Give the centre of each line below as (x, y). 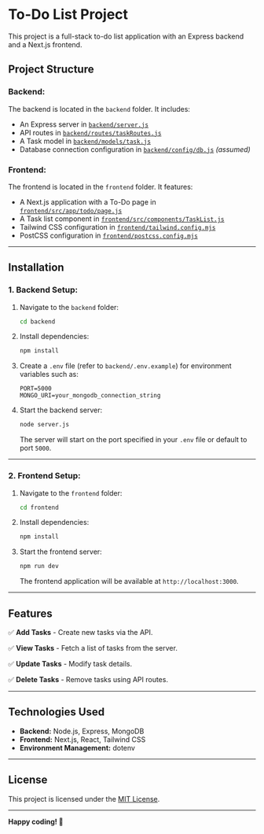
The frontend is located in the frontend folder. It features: (101, 186)
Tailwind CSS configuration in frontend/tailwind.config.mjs (117, 227)
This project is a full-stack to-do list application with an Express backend (126, 36)
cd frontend (39, 507)
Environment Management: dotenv (77, 747)
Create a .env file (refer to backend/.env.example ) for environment (125, 366)
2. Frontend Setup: (44, 476)
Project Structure (51, 70)
